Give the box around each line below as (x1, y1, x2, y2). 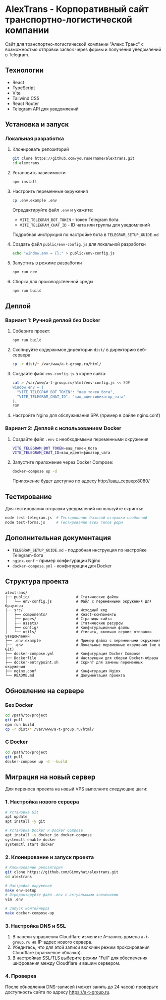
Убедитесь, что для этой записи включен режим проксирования (12, 944, 150, 950)
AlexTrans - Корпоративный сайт (5, 3, 149, 15)
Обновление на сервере (5, 686, 84, 695)
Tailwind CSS (12, 95, 40, 101)
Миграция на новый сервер (5, 773, 96, 781)
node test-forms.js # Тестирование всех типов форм (5, 520, 123, 525)
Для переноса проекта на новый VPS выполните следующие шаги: (5, 786, 148, 792)
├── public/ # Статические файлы (5, 595, 119, 600)
